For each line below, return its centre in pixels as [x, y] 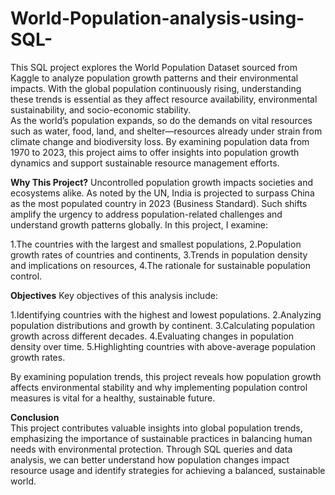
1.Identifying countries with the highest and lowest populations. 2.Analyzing [166, 314]
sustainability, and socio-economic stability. [101, 109]
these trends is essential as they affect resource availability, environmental [164, 99]
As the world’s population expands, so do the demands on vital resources [161, 120]
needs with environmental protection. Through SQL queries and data [151, 449]
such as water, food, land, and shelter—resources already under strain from [166, 131]
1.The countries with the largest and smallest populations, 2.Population [156, 244]
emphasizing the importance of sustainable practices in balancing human [161, 438]
